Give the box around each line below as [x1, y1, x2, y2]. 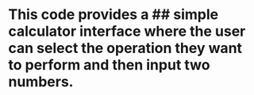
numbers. [8, 73, 74, 91]
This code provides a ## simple [8, 6, 219, 24]
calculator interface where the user [8, 22, 246, 40]
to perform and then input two [8, 56, 210, 74]
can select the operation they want [8, 40, 243, 57]
